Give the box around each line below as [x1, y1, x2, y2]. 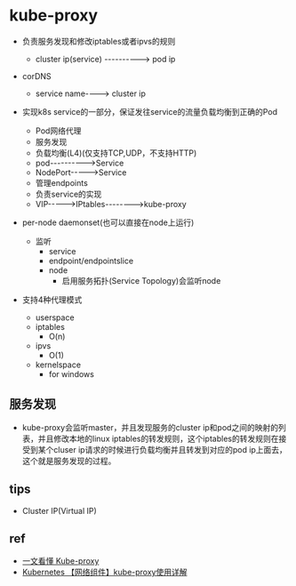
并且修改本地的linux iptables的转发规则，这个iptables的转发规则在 [37, 433, 279, 444]
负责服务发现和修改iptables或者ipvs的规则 [21, 36, 176, 46]
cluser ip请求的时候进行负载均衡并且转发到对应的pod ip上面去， [52, 444, 287, 454]
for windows [48, 368, 95, 379]
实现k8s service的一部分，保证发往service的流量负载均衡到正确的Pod [21, 106, 278, 116]
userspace [35, 312, 75, 323]
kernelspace [35, 359, 82, 370]
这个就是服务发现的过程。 [21, 455, 116, 466]
